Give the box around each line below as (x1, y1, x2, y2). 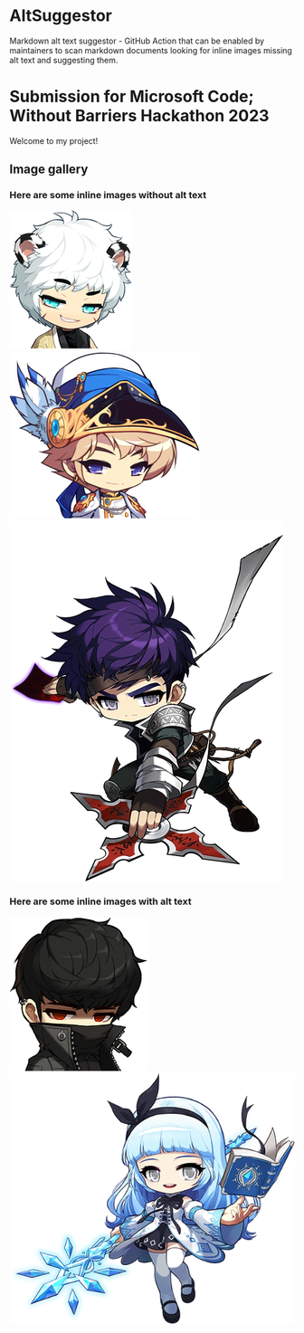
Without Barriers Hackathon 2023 (9, 106, 270, 127)
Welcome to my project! (9, 135, 99, 146)
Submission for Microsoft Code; (9, 87, 255, 107)
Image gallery (9, 162, 89, 177)
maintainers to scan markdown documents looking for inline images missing (9, 44, 292, 55)
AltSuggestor (9, 5, 113, 26)
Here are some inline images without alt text (9, 189, 206, 202)
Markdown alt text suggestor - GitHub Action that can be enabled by (9, 35, 265, 46)
